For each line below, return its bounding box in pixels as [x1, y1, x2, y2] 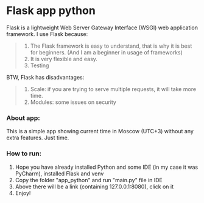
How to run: [6, 149, 42, 158]
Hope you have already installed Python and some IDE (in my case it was [15, 163, 199, 171]
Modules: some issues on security [30, 98, 117, 106]
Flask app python [6, 4, 96, 18]
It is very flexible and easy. [30, 55, 97, 62]
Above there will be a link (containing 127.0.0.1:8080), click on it [15, 183, 174, 190]
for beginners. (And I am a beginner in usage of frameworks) [30, 48, 183, 56]
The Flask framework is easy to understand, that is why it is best [30, 42, 192, 50]
